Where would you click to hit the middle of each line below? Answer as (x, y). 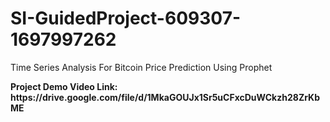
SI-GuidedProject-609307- (126, 18)
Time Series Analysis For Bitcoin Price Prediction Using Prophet (141, 67)
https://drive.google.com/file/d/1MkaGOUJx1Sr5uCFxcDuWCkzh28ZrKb (165, 97)
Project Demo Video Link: (64, 86)
